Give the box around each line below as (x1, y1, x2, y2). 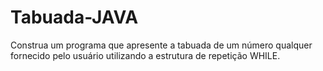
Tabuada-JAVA (10, 6, 139, 29)
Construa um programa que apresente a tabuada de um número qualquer (10, 39, 313, 51)
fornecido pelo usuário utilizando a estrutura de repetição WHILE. (10, 49, 281, 61)
